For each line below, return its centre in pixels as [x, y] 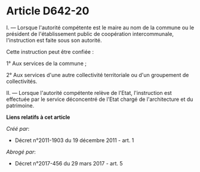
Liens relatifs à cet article [38, 117]
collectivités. [22, 81]
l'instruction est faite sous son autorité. [54, 40]
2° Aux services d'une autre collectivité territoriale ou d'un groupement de [98, 75]
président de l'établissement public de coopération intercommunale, [90, 33]
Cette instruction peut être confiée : [50, 51]
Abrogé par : [21, 152]
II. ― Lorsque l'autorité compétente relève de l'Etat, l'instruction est [89, 93]
